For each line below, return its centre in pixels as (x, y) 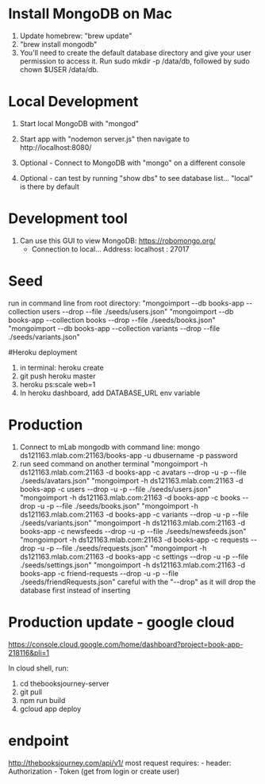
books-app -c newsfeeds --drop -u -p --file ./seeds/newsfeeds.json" (133, 531)
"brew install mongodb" (58, 44)
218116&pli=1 (29, 652)
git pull (31, 692)
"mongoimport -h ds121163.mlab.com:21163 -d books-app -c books (130, 498)
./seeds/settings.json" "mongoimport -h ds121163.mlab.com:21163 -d (132, 565)
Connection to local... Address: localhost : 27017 (110, 249)
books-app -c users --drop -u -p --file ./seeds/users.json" (115, 489)
